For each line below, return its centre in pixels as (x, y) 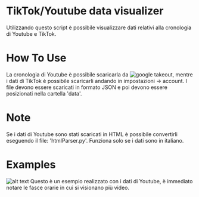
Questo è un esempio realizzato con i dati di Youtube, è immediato (111, 181)
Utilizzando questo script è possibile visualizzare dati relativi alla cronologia (99, 27)
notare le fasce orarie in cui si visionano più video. (68, 187)
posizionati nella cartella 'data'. (44, 93)
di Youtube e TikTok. (31, 33)
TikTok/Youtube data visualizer (85, 11)
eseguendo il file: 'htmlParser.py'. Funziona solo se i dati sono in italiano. (95, 140)
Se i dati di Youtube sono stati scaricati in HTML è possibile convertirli (92, 134)
